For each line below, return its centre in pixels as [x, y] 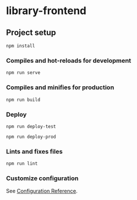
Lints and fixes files [35, 151]
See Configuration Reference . [42, 191]
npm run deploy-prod [31, 137]
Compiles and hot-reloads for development [69, 60]
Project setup [31, 33]
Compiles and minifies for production [60, 87]
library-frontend [46, 11]
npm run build [23, 100]
